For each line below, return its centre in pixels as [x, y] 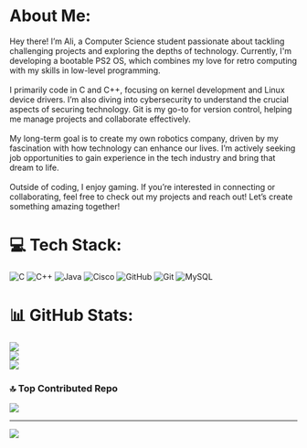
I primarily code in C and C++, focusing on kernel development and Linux [147, 90]
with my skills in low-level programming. [85, 70]
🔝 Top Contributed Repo [64, 388]
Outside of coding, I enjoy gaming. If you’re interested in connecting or [143, 187]
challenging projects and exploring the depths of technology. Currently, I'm [151, 50]
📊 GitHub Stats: [72, 315]
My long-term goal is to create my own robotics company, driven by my [144, 138]
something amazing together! [65, 206]
